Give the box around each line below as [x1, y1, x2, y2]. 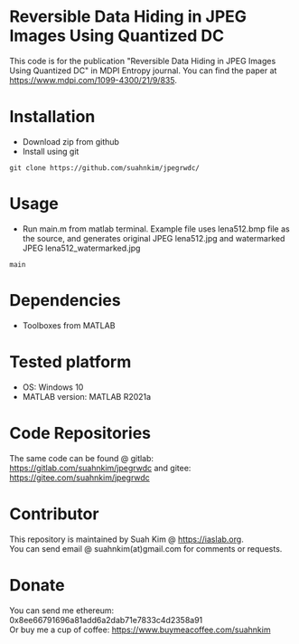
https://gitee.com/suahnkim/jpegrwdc [9, 472, 151, 483]
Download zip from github [22, 136, 120, 147]
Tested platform [9, 351, 132, 372]
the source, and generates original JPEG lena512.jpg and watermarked [22, 232, 285, 243]
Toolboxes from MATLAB [22, 319, 116, 331]
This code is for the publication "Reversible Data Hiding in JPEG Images [9, 55, 276, 66]
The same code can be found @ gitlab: [9, 452, 154, 463]
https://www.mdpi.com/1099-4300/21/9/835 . [9, 74, 178, 85]
